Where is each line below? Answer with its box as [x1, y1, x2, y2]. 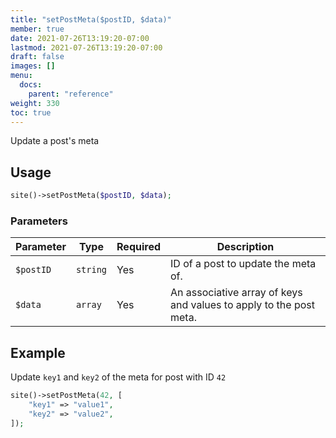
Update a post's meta [10, 135, 100, 147]
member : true [10, 24, 65, 34]
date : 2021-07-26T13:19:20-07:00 [10, 33, 150, 43]
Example [10, 344, 66, 361]
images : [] [10, 61, 56, 71]
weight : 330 [10, 98, 60, 108]
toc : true [10, 107, 52, 118]
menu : [10, 71, 33, 81]
